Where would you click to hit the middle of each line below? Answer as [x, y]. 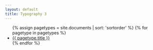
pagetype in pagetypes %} [39, 33]
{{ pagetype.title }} [31, 38]
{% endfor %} [26, 43]
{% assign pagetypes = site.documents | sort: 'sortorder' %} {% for [80, 27]
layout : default [21, 9]
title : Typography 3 [26, 14]
